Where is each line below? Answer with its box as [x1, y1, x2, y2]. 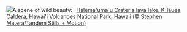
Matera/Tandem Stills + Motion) [6, 19, 86, 27]
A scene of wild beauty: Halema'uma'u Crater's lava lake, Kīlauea [12, 7, 181, 13]
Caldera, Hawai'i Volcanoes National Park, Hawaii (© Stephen [6, 13, 162, 20]
